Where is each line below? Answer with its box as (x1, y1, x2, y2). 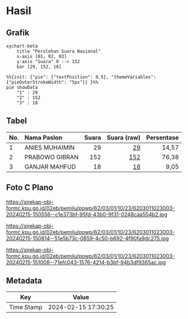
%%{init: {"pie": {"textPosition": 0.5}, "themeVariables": (6, 74, 157, 80)
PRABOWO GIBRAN (24, 153, 79, 161)
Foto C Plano (6, 183, 53, 193)
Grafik (6, 28, 29, 38)
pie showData (6, 84, 38, 90)
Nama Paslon (24, 133, 63, 142)
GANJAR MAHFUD (24, 162, 76, 170)
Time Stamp (9, 303, 43, 311)
